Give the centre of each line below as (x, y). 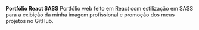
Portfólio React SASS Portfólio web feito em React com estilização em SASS (99, 9)
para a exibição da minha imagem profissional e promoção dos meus (90, 15)
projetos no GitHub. (30, 21)
